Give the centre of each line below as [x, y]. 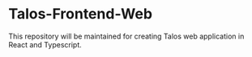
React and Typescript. [45, 44]
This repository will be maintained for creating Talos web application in [126, 36]
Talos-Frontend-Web [80, 14]
